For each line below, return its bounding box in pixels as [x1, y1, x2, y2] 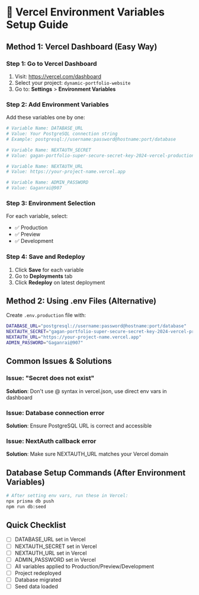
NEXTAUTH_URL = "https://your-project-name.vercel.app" [6, 334, 142, 340]
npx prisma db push [6, 498, 54, 504]
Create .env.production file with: [6, 312, 86, 319]
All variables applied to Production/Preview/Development [14, 562, 154, 569]
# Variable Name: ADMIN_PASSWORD [6, 179, 89, 186]
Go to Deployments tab [14, 273, 73, 280]
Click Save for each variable [14, 266, 84, 273]
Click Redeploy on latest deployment [14, 278, 105, 286]
